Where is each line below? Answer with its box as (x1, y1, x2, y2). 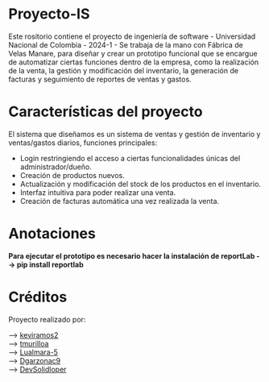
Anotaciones (8, 225, 97, 243)
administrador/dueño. (19, 162, 93, 172)
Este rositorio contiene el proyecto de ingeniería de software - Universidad (8, 31, 256, 41)
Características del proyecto (8, 102, 203, 121)
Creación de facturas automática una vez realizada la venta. (19, 196, 220, 206)
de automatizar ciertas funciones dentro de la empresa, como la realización (8, 57, 259, 67)
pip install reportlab (16, 260, 85, 269)
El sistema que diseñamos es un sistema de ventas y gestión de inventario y (8, 129, 261, 139)
